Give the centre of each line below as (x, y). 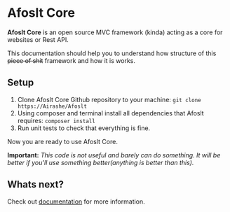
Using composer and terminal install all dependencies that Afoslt (111, 113)
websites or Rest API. (38, 39)
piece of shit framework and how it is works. (71, 60)
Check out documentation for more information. (76, 202)
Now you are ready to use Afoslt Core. (62, 141)
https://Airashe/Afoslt (52, 106)
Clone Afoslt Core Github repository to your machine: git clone (109, 99)
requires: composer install (56, 120)
